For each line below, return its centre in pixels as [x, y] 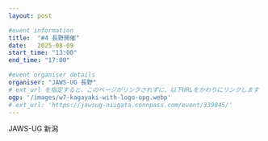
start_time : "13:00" [43, 53]
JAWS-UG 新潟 [33, 129]
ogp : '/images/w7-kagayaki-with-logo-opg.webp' [90, 97]
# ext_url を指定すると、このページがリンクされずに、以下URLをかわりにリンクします [134, 89]
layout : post [30, 16]
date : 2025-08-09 [41, 45]
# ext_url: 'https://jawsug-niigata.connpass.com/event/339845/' [120, 105]
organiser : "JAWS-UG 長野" [52, 82]
